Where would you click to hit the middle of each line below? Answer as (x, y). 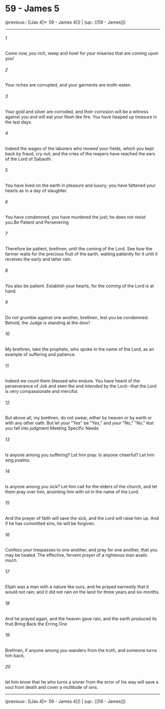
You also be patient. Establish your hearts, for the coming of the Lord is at (80, 286)
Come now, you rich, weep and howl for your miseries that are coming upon (82, 53)
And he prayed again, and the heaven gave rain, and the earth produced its (81, 619)
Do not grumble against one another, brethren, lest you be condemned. (77, 317)
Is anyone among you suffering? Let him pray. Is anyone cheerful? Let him (80, 455)
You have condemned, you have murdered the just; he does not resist (75, 217)
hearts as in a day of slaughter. (36, 190)
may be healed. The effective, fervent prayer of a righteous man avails (76, 555)
